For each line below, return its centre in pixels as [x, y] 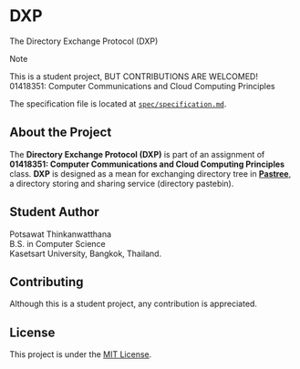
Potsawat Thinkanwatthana [61, 234]
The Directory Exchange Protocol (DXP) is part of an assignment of [137, 154]
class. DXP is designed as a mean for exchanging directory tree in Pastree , [150, 173]
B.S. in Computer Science [58, 243]
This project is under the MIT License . [81, 354]
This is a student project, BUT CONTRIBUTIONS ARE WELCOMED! [134, 76]
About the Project [61, 133]
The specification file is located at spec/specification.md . [118, 103]
